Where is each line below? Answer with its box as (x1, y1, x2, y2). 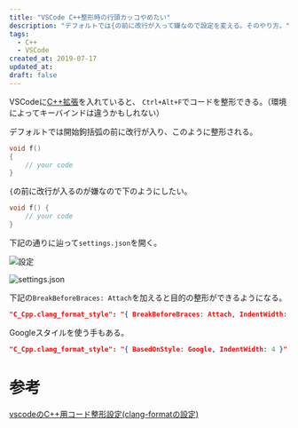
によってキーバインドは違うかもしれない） (9, 107, 164, 118)
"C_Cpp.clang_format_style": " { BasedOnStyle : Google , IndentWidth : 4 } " (9, 345, 288, 353)
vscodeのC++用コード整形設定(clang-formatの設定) (9, 408, 200, 419)
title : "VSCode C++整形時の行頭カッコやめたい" (9, 12, 171, 22)
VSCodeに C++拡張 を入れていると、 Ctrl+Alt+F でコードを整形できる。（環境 (9, 96, 287, 107)
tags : (9, 29, 29, 38)
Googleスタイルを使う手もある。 (9, 327, 129, 337)
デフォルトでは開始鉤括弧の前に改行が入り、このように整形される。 (9, 126, 258, 137)
